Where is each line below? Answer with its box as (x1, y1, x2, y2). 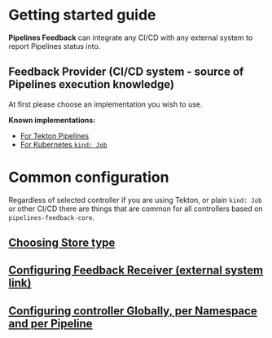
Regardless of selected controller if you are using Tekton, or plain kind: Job (8, 195, 262, 204)
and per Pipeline (8, 316, 93, 331)
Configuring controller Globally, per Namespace (8, 304, 258, 318)
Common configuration (8, 168, 169, 187)
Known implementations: (8, 115, 96, 125)
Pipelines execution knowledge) (8, 77, 175, 91)
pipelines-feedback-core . (8, 212, 95, 222)
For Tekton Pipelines (20, 130, 90, 140)
